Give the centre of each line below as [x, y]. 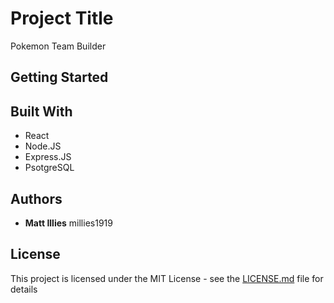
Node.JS [43, 146]
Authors [36, 198]
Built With [41, 111]
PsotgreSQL [49, 168]
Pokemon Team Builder [58, 46]
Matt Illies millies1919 [68, 223]
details [24, 289]
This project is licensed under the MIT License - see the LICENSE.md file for [167, 278]
